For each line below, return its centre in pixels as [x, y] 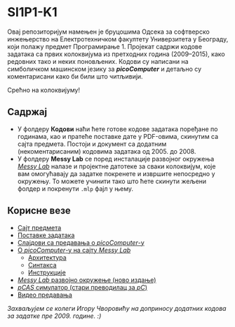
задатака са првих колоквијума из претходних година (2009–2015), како [116, 54]
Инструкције [47, 272]
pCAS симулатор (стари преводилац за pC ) [82, 287]
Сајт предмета [39, 227]
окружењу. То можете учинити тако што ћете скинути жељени [112, 181]
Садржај [27, 112]
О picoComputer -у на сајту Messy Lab [74, 250]
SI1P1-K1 [32, 12]
